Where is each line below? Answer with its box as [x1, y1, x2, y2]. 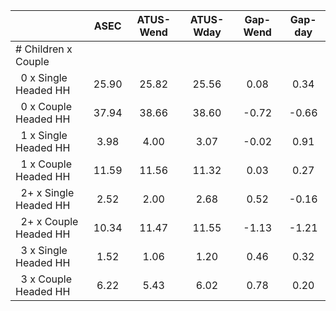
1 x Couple [20, 157, 73, 171]
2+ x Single [20, 186, 75, 199]
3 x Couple [20, 272, 73, 286]
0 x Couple [20, 100, 73, 113]
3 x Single [20, 244, 68, 257]
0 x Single [20, 71, 68, 84]
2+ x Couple [20, 215, 79, 228]
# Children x [15, 42, 73, 56]
